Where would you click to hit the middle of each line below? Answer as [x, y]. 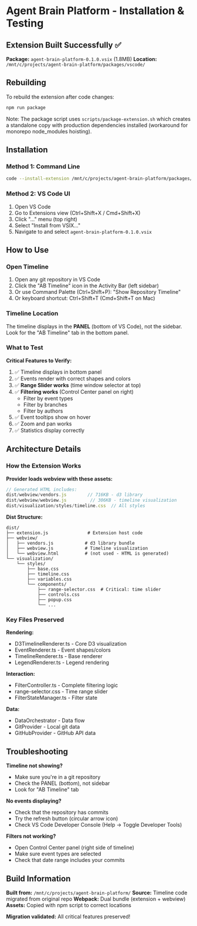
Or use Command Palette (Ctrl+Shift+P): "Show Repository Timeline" [98, 292]
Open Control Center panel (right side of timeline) [74, 848]
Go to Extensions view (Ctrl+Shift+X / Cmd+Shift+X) [77, 213]
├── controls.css [59, 595]
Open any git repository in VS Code [57, 280]
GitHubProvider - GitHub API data [55, 733]
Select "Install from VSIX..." [47, 225]
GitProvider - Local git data [47, 727]
